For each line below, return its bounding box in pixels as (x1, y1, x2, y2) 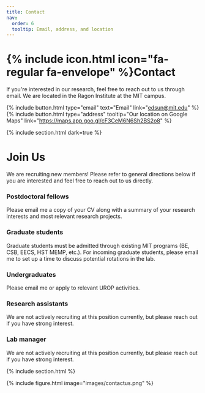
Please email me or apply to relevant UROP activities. (6, 284, 140, 291)
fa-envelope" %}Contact (46, 65, 176, 80)
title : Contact (6, 9, 45, 15)
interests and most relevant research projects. (6, 212, 122, 220)
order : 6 (12, 20, 34, 26)
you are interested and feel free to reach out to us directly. (6, 177, 153, 184)
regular (6, 65, 44, 80)
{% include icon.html (6, 53, 116, 66)
